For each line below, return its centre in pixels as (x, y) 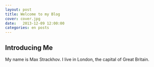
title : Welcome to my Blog (33, 14)
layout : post (18, 10)
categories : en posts (27, 28)
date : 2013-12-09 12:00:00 (35, 23)
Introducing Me (29, 48)
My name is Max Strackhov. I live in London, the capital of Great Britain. (77, 59)
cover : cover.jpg (23, 19)
